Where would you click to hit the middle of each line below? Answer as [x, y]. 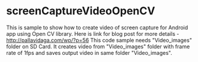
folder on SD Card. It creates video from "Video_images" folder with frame [98, 46]
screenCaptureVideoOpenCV [81, 11]
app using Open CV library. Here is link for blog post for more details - [93, 33]
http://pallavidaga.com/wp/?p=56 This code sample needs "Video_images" [99, 40]
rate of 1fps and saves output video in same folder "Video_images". [89, 52]
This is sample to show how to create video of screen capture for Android [97, 27]
